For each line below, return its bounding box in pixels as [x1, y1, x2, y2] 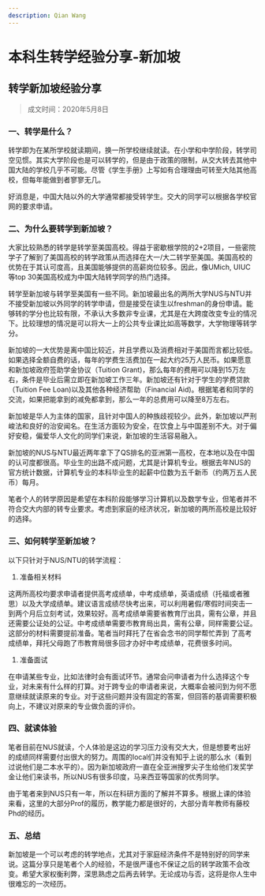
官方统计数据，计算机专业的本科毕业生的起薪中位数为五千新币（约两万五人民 [8, 467, 257, 478]
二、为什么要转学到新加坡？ [8, 223, 114, 234]
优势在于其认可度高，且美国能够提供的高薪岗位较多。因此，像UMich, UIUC [8, 262, 251, 272]
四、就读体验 [8, 723, 58, 734]
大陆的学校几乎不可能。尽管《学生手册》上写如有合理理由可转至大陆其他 [14, 165, 250, 174]
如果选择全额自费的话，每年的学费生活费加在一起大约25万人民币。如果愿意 [8, 355, 252, 365]
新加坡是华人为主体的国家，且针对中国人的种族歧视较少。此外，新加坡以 [8, 411, 243, 421]
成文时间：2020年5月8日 [27, 104, 109, 114]
